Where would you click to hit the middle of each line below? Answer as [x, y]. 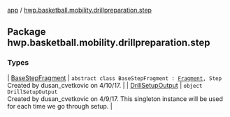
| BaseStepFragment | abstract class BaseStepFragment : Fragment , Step [115, 78]
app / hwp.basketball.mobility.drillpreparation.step [80, 10]
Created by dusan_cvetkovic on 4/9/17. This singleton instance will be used [115, 99]
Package [27, 32]
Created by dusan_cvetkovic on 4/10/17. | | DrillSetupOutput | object [105, 85]
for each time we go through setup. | [60, 106]
